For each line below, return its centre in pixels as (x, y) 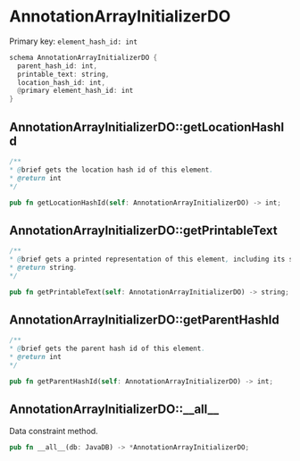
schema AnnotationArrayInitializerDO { (83, 57)
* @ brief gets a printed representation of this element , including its (147, 260)
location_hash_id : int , (61, 82)
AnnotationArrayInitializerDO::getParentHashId (144, 319)
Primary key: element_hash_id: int (74, 41)
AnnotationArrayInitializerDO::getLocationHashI (147, 127)
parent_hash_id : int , (58, 66)
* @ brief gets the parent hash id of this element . (107, 349)
